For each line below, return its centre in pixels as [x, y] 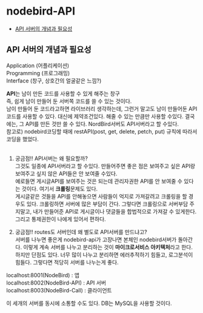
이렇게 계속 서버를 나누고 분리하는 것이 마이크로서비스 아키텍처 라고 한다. [108, 247]
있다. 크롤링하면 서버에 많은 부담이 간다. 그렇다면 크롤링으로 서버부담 [107, 204]
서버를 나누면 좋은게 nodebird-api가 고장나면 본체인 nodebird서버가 [96, 239]
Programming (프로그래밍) [38, 73]
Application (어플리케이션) [38, 66]
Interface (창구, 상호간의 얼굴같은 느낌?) [54, 81]
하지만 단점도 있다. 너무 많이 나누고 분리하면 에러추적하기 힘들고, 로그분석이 [104, 254]
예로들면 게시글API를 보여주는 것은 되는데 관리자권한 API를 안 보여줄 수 [99, 181]
